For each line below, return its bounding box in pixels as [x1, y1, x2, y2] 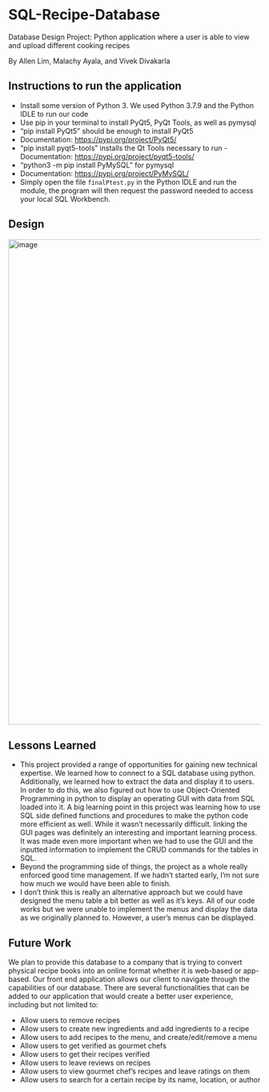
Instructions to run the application [8, 79, 182, 93]
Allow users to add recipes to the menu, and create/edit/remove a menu [19, 1033, 258, 1042]
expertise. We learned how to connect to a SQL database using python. [19, 769, 256, 778]
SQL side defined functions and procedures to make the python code [19, 811, 249, 821]
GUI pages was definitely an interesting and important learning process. [19, 828, 258, 837]
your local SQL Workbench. [19, 194, 110, 203]
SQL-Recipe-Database [8, 6, 161, 24]
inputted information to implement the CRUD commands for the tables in [19, 845, 259, 854]
